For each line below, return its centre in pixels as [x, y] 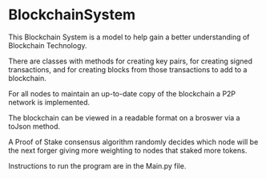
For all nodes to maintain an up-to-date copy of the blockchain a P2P [122, 93]
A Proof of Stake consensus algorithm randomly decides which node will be [133, 141]
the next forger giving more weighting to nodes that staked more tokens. [128, 150]
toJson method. [34, 126]
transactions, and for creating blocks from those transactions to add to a [128, 69]
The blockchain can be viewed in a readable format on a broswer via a [124, 117]
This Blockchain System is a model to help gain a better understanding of [129, 37]
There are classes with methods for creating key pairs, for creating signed [131, 61]
